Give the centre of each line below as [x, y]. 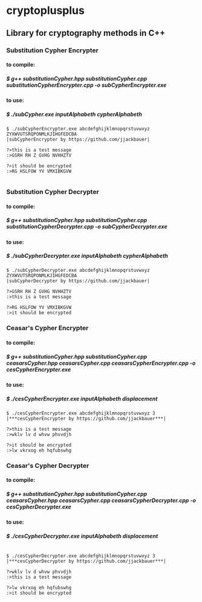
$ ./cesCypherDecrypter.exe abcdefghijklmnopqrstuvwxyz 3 [81, 556]
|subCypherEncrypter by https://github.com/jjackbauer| [78, 140]
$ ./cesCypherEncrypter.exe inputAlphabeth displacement [82, 399]
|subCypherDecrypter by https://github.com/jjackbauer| [78, 281]
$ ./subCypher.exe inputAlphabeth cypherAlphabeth [74, 114]
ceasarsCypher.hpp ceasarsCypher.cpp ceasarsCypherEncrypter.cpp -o [101, 363]
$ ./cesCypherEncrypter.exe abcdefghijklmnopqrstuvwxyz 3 [81, 413]
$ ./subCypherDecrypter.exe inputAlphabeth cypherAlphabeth [87, 256]
